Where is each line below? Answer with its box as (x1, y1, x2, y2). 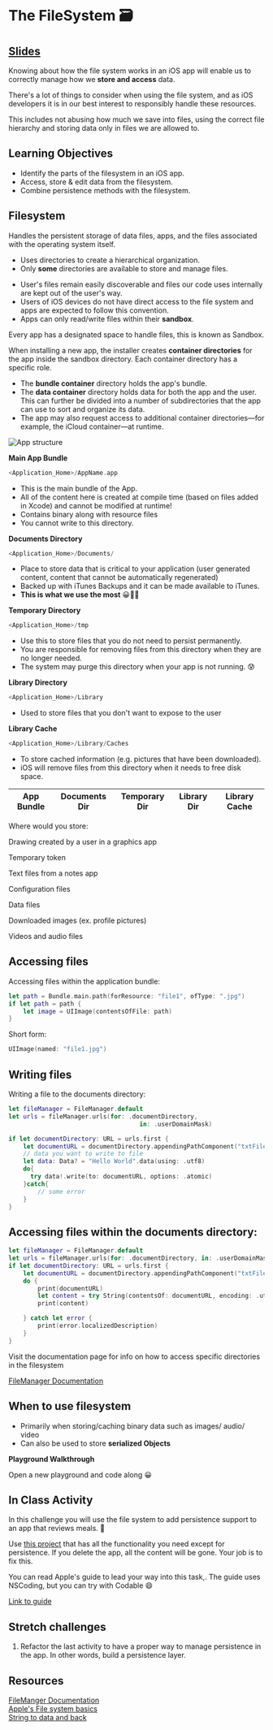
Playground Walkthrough (8, 1454, 95, 1464)
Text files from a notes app (8, 868, 98, 878)
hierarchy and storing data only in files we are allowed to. (8, 123, 201, 132)
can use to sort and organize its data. (19, 404, 145, 414)
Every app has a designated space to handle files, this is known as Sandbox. (8, 330, 265, 340)
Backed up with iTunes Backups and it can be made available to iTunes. (19, 582, 260, 591)
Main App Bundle (8, 452, 68, 463)
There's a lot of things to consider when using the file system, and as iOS (8, 90, 253, 100)
